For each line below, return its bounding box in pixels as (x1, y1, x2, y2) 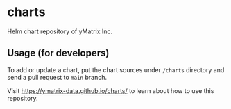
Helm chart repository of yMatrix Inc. (7, 27, 113, 35)
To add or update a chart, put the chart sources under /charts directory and (7, 65, 225, 74)
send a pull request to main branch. (7, 73, 108, 81)
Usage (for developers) (7, 47, 110, 59)
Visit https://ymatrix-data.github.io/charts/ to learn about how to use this (7, 86, 214, 94)
